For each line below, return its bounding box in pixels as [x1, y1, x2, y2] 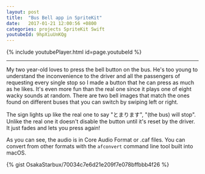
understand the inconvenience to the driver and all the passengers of [6, 73, 181, 80]
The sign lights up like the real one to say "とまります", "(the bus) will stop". [6, 111, 196, 118]
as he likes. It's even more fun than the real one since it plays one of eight [6, 85, 192, 93]
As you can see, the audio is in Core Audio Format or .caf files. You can [6, 136, 185, 143]
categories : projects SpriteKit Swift [6, 26, 105, 32]
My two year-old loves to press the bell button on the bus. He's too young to [6, 66, 198, 73]
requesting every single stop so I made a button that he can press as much [6, 79, 194, 86]
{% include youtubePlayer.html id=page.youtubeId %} [6, 48, 142, 56]
